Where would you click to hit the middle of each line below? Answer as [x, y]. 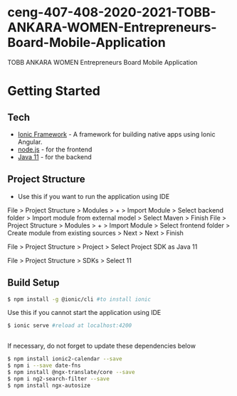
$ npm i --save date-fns [44, 366]
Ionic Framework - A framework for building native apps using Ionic [116, 134]
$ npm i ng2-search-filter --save [59, 379]
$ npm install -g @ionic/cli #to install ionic [79, 299]
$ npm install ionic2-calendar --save [65, 359]
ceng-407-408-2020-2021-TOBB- [112, 12]
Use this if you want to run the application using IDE [94, 196]
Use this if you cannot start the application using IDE [84, 313]
